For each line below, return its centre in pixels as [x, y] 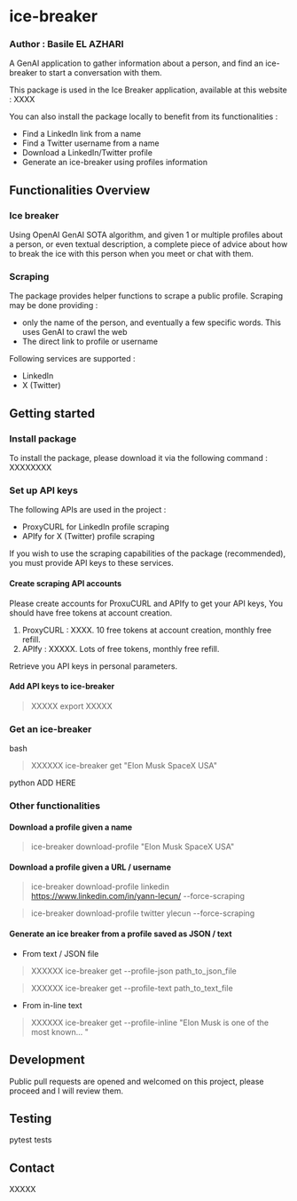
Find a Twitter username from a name [90, 143]
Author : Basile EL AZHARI [66, 44]
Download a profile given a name [71, 827]
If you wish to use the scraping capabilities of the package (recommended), [148, 553]
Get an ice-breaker [51, 728]
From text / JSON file [60, 953]
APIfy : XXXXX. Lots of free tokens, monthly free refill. [121, 648]
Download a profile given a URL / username [90, 867]
